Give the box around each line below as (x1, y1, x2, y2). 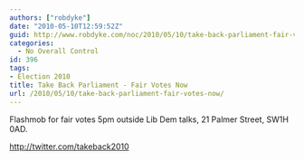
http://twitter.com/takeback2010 (9, 141, 129, 152)
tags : (9, 64, 30, 73)
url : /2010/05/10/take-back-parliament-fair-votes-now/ (9, 89, 224, 98)
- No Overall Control (17, 47, 100, 56)
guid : (9, 30, 30, 39)
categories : (9, 38, 54, 48)
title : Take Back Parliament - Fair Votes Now (9, 80, 188, 90)
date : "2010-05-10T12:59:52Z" (9, 22, 124, 31)
